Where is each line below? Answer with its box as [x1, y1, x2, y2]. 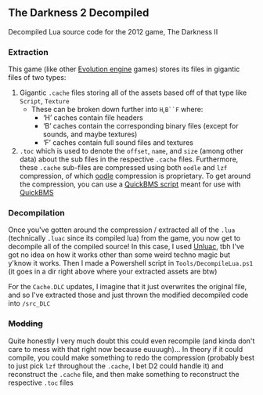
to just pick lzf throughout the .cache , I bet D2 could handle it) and [8, 361, 225, 371]
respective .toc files [8, 378, 74, 387]
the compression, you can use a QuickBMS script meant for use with [19, 179, 241, 189]
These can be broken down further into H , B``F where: [31, 105, 204, 114]
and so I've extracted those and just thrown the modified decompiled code [8, 290, 249, 300]
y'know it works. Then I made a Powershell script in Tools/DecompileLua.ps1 [8, 259, 254, 268]
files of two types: [8, 73, 67, 82]
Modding [8, 318, 43, 329]
